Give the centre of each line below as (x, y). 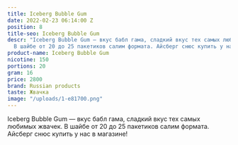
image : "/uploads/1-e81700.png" (55, 99)
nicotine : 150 (28, 60)
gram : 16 (20, 72)
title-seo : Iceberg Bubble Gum (53, 33)
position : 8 (25, 27)
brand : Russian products (44, 86)
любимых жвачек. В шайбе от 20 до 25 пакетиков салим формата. (108, 126)
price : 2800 (25, 79)
